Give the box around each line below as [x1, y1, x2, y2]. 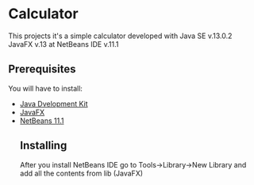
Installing [19, 139, 67, 152]
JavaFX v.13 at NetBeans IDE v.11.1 [8, 39, 119, 48]
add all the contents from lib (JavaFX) [19, 168, 144, 178]
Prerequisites [8, 63, 76, 76]
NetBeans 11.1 [19, 116, 64, 125]
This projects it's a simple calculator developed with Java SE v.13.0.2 [8, 31, 233, 40]
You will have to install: [8, 83, 83, 93]
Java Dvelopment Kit [19, 98, 89, 108]
